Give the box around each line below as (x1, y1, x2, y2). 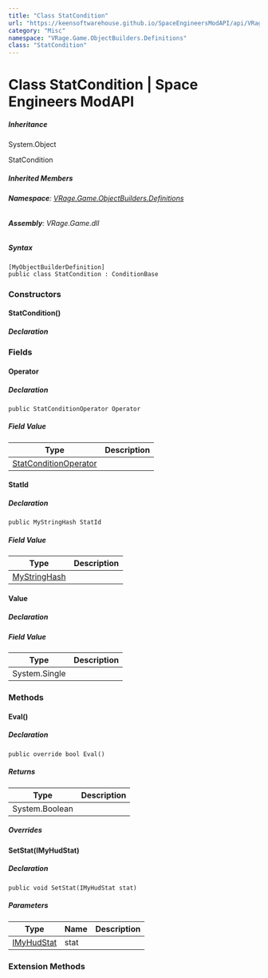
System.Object (8, 140, 57, 149)
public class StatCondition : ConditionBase (8, 270, 159, 278)
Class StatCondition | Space (8, 76, 199, 94)
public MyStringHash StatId (8, 518, 102, 527)
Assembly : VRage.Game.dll (8, 218, 100, 228)
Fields (8, 346, 33, 358)
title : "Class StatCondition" (8, 11, 109, 20)
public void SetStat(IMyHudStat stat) (8, 884, 137, 892)
